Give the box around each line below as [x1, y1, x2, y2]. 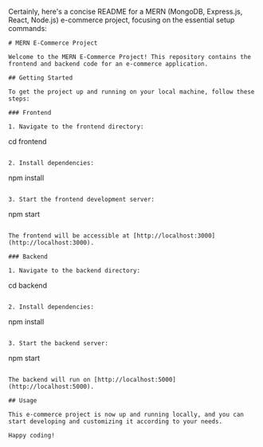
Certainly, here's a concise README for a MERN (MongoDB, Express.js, [8, 7, 243, 16]
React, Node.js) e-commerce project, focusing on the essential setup [8, 15, 235, 25]
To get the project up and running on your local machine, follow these [8, 88, 255, 96]
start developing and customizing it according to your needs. [8, 418, 223, 425]
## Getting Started [8, 74, 73, 82]
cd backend [8, 280, 48, 290]
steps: [8, 95, 30, 103]
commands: [8, 24, 48, 33]
